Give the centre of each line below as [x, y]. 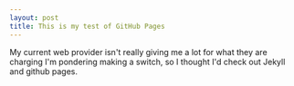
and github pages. [44, 71]
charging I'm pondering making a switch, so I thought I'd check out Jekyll [147, 62]
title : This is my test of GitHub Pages [88, 26]
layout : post [34, 18]
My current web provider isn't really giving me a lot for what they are [138, 52]
